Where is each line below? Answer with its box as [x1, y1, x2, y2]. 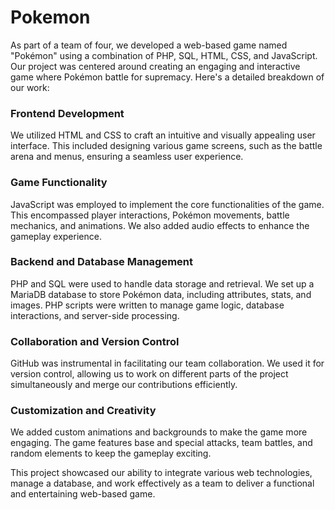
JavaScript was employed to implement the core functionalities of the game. [10, 198, 325, 210]
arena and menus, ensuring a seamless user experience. [10, 151, 244, 163]
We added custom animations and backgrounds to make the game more [10, 426, 308, 438]
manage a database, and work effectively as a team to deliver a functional [10, 477, 315, 490]
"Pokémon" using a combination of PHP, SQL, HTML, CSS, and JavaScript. [10, 49, 318, 61]
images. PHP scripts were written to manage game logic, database [10, 299, 285, 311]
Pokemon [10, 6, 91, 29]
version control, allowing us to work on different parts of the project [10, 368, 289, 380]
